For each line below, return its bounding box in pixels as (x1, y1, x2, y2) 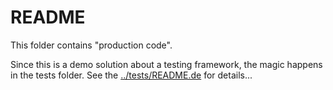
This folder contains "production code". (10, 39, 173, 51)
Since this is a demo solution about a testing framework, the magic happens (10, 58, 323, 70)
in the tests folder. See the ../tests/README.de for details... (10, 69, 253, 81)
